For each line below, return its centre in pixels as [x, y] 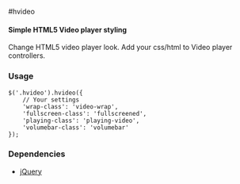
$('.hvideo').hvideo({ [46, 93]
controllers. [27, 56]
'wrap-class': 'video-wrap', [70, 106]
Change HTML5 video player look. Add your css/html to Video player [120, 48]
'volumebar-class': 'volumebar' [76, 127]
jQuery [30, 171]
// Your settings [51, 100]
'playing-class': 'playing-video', [81, 121]
